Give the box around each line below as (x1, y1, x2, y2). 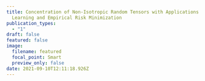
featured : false (6, 37, 48, 43)
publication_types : (6, 20, 56, 26)
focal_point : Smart (12, 54, 62, 60)
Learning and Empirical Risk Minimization (12, 15, 122, 21)
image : (6, 43, 23, 49)
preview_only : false (12, 60, 64, 66)
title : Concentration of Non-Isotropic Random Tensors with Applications (6, 9, 199, 15)
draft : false (6, 32, 40, 38)
